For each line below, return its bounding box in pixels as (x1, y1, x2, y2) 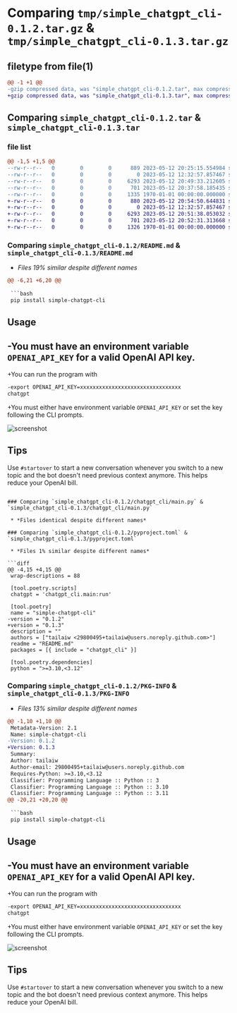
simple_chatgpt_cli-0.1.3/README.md (7, 249, 133, 257)
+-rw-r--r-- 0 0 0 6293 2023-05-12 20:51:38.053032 (7, 210, 226, 218)
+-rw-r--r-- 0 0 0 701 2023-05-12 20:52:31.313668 (7, 217, 226, 224)
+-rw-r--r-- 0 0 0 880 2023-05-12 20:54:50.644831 (7, 198, 226, 205)
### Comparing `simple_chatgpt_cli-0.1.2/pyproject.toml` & (7, 529, 188, 536)
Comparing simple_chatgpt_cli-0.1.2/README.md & (7, 240, 181, 250)
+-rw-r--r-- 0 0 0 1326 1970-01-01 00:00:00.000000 (7, 224, 226, 231)
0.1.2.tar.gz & (7, 20, 95, 36)
